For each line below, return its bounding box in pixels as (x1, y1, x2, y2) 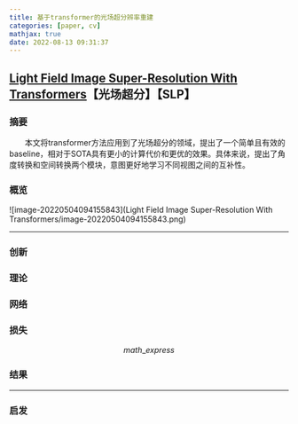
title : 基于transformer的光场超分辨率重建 (9, 12, 153, 22)
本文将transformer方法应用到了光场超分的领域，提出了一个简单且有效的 (25, 137, 286, 147)
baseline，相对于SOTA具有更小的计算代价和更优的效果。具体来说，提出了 (9, 148, 278, 159)
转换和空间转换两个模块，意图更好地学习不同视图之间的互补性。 (16, 159, 250, 169)
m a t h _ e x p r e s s (122, 345, 175, 356)
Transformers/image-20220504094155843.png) (9, 214, 186, 224)
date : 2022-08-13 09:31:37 (9, 37, 109, 47)
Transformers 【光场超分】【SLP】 (9, 86, 197, 102)
